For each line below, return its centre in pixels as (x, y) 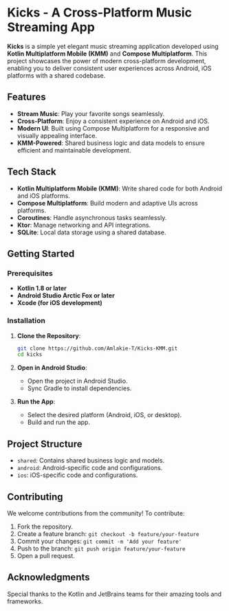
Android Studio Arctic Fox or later (66, 296)
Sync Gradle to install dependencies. (79, 388)
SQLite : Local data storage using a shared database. (91, 232)
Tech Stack (32, 172)
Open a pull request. (46, 555)
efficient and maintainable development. (74, 150)
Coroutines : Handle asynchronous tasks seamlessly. (92, 217)
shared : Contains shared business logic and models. (91, 460)
